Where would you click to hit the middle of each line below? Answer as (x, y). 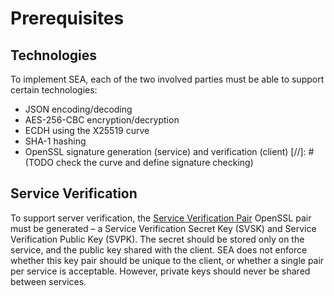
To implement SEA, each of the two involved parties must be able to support (167, 79)
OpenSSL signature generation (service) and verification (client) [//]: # (169, 151)
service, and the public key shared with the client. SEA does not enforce (159, 249)
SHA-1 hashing (55, 141)
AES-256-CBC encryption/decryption (102, 120)
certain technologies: (54, 90)
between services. (48, 281)
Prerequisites (67, 18)
